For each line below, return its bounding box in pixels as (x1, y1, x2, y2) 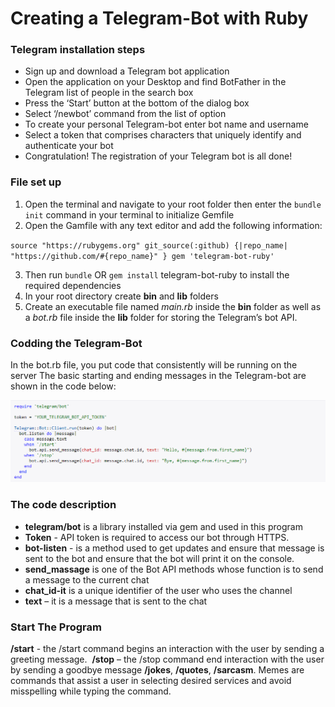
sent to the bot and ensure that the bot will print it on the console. (24, 552, 295, 564)
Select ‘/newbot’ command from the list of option (24, 108, 227, 120)
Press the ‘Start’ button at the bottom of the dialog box (24, 97, 250, 109)
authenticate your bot (24, 140, 114, 152)
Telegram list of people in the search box (24, 87, 194, 99)
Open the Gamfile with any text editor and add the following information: (24, 219, 323, 231)
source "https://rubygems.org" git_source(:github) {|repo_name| (10, 240, 288, 251)
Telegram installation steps (10, 43, 146, 57)
